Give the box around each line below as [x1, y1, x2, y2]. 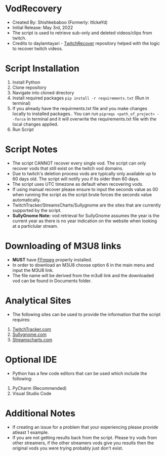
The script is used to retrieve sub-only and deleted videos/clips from [12, 30, 152, 36]
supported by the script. [12, 207, 62, 213]
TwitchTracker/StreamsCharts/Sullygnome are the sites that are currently [12, 202, 161, 208]
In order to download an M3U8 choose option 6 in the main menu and [12, 262, 154, 268]
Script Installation [5, 63, 80, 74]
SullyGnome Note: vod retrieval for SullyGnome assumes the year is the [12, 212, 160, 218]
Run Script [12, 126, 34, 132]
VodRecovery [5, 3, 62, 14]
